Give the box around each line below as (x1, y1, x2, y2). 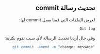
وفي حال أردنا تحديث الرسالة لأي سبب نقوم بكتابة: (4, 35, 95, 41)
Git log (79, 26, 95, 31)
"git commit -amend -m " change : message (12, 44, 95, 49)
